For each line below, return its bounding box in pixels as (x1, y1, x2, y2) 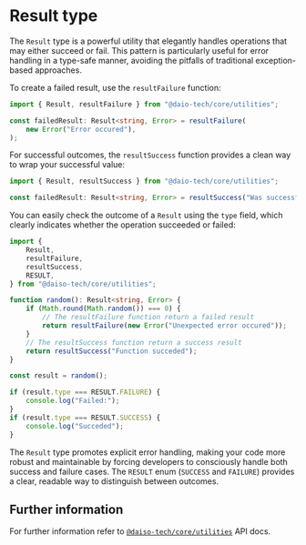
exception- (255, 55, 297, 66)
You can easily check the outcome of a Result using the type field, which (9, 210, 284, 221)
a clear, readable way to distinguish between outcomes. (9, 475, 219, 487)
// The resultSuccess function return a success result (25, 338, 243, 347)
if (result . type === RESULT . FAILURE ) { (9, 388, 161, 397)
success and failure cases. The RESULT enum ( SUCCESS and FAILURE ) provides (9, 466, 295, 477)
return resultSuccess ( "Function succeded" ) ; (25, 347, 198, 356)
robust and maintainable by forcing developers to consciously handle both (9, 456, 289, 467)
